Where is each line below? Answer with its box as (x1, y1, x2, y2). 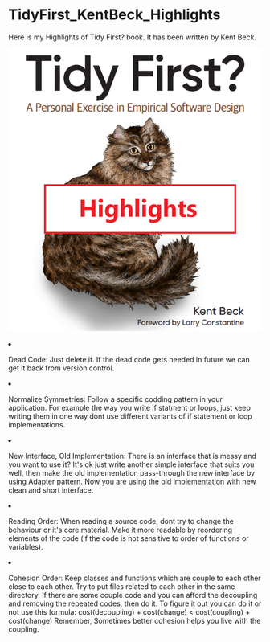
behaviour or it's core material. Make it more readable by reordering (8, 525, 233, 534)
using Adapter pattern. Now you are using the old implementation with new (8, 476, 257, 486)
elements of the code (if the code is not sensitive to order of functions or (8, 533, 249, 543)
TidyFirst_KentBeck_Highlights (8, 6, 221, 24)
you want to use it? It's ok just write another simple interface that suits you (8, 460, 255, 469)
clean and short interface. (8, 485, 94, 495)
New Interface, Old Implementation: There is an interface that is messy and (8, 451, 257, 460)
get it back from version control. (8, 363, 115, 373)
